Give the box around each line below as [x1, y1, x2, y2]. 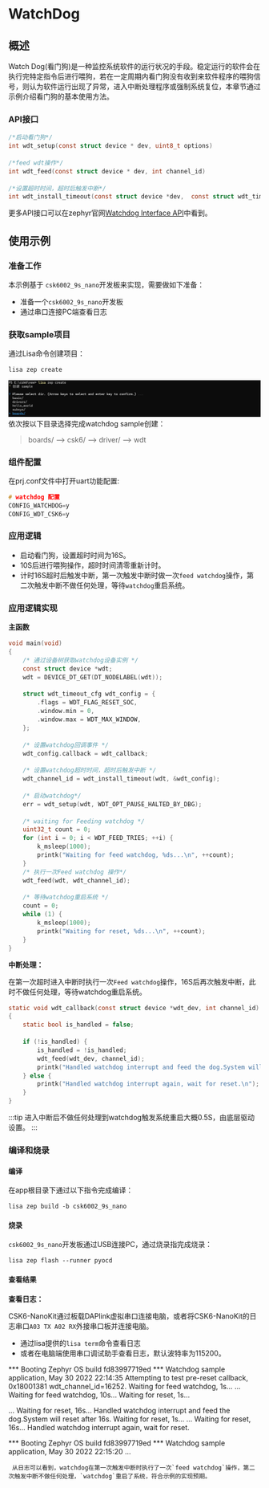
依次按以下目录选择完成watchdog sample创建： [8, 418, 166, 428]
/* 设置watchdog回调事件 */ [22, 740, 110, 749]
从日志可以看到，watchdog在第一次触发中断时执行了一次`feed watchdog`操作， [11, 1463, 244, 1472]
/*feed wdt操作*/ [8, 158, 64, 167]
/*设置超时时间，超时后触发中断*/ [8, 184, 106, 193]
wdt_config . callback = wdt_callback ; [22, 749, 149, 757]
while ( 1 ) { [22, 911, 62, 919]
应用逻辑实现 [8, 602, 58, 614]
